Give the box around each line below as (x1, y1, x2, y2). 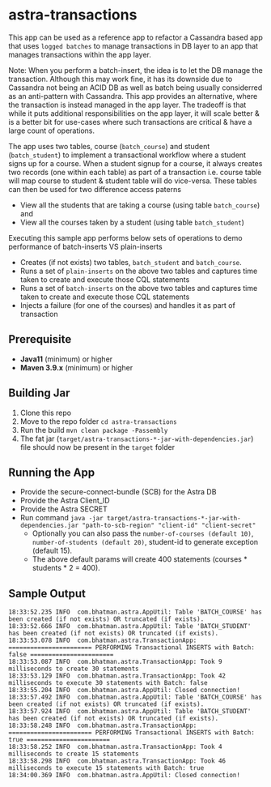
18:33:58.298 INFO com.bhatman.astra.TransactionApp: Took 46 (8, 757, 227, 765)
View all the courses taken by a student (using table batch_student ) (19, 217, 245, 227)
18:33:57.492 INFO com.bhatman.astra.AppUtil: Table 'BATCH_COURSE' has (8, 693, 263, 702)
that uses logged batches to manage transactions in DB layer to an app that (8, 41, 259, 50)
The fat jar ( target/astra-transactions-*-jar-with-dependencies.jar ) (19, 434, 254, 443)
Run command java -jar (19, 513, 104, 523)
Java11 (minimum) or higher (19, 354, 113, 364)
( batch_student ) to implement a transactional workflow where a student (8, 150, 247, 160)
